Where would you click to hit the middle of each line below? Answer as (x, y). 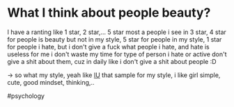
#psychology (26, 96)
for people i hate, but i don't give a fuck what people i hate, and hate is (109, 47)
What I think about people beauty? (109, 13)
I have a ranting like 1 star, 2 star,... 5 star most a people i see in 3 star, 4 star (117, 32)
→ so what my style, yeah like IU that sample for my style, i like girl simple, (114, 75)
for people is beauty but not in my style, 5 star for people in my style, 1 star (115, 39)
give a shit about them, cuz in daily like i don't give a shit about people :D (112, 61)
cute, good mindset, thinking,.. (51, 82)
